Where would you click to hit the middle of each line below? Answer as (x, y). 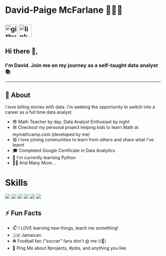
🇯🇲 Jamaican (27, 235)
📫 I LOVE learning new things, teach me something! (65, 228)
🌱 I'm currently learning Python (44, 158)
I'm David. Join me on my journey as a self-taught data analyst (82, 65)
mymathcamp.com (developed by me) (51, 134)
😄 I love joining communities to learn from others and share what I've (83, 140)
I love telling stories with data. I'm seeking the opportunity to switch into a (80, 107)
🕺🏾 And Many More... (34, 163)
